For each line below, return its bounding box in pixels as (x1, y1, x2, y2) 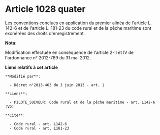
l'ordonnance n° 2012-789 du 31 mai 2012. (5, 54, 91, 60)
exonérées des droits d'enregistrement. (5, 30, 85, 36)
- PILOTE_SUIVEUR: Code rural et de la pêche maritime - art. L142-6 (9, 100, 155, 105)
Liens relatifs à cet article (5, 64, 58, 70)
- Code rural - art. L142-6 (9, 121, 67, 127)
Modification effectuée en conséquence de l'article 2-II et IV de (5, 49, 134, 55)
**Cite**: (5, 113, 26, 118)
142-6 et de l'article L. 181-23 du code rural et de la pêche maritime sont (5, 25, 152, 31)
